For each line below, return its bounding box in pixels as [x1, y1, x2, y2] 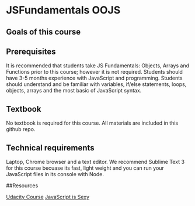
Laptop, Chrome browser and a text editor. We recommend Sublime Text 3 [6, 159, 185, 166]
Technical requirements [6, 143, 95, 153]
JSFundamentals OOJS [6, 4, 121, 17]
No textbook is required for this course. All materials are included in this [6, 119, 179, 126]
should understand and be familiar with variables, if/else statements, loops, [6, 81, 187, 88]
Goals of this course [6, 27, 81, 37]
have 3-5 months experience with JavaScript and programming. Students [6, 74, 183, 82]
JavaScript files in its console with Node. [6, 171, 104, 178]
